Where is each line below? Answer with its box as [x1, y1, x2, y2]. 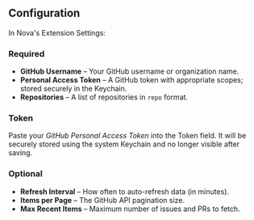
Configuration [8, 6, 81, 20]
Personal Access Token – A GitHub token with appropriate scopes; [19, 75, 244, 85]
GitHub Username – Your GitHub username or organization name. [19, 66, 239, 76]
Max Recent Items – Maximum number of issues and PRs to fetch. [19, 204, 240, 214]
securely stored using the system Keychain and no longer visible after [8, 139, 240, 149]
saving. [8, 148, 33, 158]
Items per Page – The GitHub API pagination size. [19, 195, 185, 205]
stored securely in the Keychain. [19, 84, 127, 94]
